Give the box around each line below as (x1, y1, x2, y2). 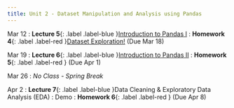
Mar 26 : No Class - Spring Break (7, 72, 104, 80)
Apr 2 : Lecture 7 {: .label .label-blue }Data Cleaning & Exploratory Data (7, 85, 212, 93)
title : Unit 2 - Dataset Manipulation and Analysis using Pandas (7, 10, 202, 18)
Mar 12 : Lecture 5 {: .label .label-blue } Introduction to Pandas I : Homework (7, 29, 226, 38)
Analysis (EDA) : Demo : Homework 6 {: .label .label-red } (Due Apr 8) (7, 93, 207, 101)
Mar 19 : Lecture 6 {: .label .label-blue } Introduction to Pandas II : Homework (7, 50, 227, 59)
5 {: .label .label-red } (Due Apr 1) (7, 58, 102, 67)
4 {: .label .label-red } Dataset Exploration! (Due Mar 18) (7, 36, 165, 46)
